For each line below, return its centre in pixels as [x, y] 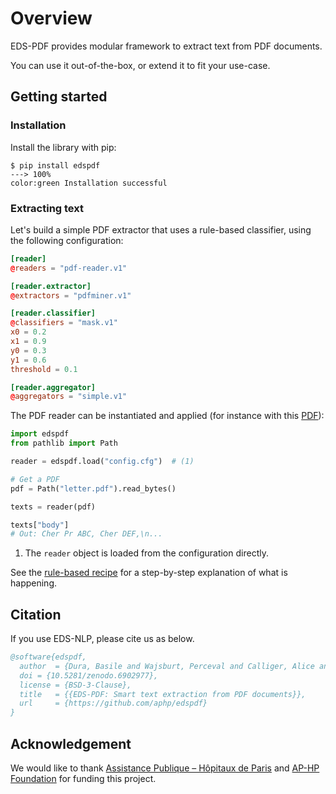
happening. [33, 583]
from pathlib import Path [64, 443]
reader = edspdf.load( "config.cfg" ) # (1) [102, 462]
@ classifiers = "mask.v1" [64, 323]
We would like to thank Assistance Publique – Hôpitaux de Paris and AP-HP [165, 768]
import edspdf [40, 434]
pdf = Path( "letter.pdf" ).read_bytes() [93, 488]
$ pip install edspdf [55, 165]
